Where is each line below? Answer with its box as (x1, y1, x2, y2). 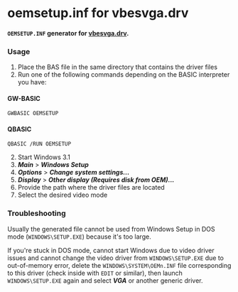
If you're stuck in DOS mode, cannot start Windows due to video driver (7, 246, 215, 254)
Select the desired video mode (17, 190, 108, 200)
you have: (17, 78, 47, 87)
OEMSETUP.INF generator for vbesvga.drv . (7, 28, 129, 37)
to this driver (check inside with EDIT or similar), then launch (7, 269, 183, 277)
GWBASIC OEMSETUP (7, 110, 59, 117)
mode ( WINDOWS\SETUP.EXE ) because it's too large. (7, 232, 151, 241)
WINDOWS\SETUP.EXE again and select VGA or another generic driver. (7, 276, 204, 285)
